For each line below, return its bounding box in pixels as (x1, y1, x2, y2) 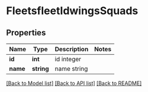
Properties (6, 28, 46, 38)
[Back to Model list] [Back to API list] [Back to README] (6, 80, 142, 87)
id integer (54, 55, 82, 63)
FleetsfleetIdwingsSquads (6, 4, 139, 18)
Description (54, 45, 89, 53)
